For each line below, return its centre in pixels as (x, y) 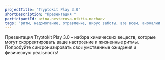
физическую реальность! (32, 53)
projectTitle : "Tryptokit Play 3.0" (43, 10)
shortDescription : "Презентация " (41, 14)
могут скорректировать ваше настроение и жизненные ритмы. (72, 42)
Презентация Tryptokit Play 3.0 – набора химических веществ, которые (81, 37)
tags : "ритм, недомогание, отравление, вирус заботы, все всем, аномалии (83, 23)
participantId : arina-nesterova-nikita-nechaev (55, 19)
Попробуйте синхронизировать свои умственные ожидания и (71, 47)
